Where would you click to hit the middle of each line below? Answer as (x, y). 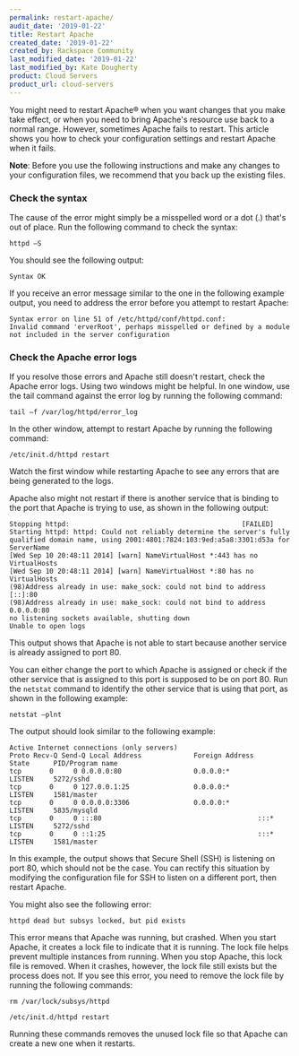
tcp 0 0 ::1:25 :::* (142, 835)
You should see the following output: (77, 260)
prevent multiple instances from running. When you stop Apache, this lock (146, 956)
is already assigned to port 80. (66, 653)
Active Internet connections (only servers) (94, 748)
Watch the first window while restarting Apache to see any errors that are (145, 472)
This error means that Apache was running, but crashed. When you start (143, 938)
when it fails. (33, 148)
